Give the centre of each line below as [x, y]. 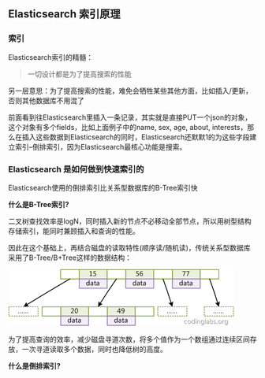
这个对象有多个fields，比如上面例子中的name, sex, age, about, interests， [128, 127]
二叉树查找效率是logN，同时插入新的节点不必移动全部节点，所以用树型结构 [130, 221]
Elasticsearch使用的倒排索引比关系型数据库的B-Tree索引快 [103, 187]
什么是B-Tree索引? [39, 204]
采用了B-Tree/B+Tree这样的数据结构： [70, 258]
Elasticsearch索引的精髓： [50, 57]
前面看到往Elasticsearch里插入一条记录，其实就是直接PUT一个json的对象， [130, 117]
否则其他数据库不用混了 [46, 100]
